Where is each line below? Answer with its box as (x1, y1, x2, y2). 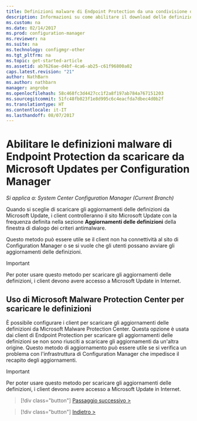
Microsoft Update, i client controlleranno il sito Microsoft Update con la (6, 212, 177, 219)
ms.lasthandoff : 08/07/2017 (6, 112, 75, 118)
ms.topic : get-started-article (6, 58, 83, 63)
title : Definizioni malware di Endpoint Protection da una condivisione (6, 8, 188, 15)
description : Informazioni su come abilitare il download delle (6, 14, 167, 20)
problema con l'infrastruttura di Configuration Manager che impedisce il (6, 351, 179, 357)
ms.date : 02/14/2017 (6, 25, 57, 31)
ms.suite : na (6, 42, 38, 48)
